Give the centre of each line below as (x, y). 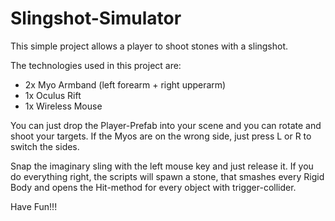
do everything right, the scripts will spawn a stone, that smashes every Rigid (167, 176)
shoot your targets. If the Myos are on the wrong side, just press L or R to (161, 136)
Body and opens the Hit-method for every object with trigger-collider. (153, 187)
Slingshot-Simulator (96, 18)
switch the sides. (45, 146)
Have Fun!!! (34, 206)
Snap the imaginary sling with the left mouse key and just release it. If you (162, 166)
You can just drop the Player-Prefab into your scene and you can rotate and (166, 125)
